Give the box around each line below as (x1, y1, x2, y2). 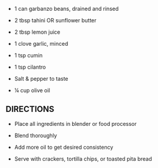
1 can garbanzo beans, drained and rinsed (14, 5, 119, 12)
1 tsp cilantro (14, 63, 46, 70)
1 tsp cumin (14, 52, 43, 59)
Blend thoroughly (14, 132, 58, 139)
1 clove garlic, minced (14, 40, 68, 47)
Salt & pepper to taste (14, 75, 68, 82)
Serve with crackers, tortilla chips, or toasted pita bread (14, 155, 153, 162)
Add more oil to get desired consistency (14, 143, 114, 151)
